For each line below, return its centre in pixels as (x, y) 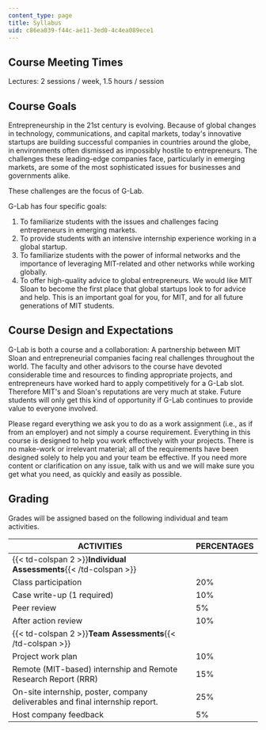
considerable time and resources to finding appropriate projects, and (120, 374)
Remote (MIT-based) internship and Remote (95, 669)
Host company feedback (58, 714)
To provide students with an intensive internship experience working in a (138, 238)
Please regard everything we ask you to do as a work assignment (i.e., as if (131, 423)
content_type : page (40, 15)
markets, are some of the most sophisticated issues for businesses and (124, 167)
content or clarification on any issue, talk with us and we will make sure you (131, 465)
